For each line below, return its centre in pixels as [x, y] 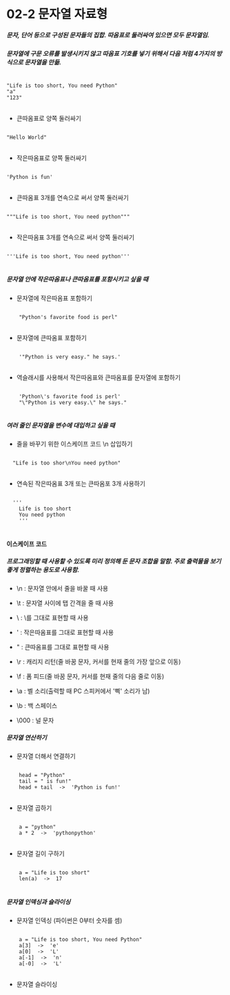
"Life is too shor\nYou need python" [67, 463]
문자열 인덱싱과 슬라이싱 [39, 902]
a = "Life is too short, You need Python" [81, 939]
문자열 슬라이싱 [37, 984]
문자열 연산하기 [27, 737]
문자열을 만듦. [43, 62]
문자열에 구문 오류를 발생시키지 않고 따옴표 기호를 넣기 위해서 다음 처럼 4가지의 [111, 54]
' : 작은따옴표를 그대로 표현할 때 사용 [65, 633]
